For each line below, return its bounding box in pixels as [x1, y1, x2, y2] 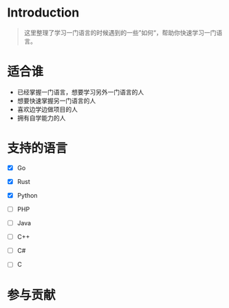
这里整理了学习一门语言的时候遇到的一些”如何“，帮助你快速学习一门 [23, 28, 217, 37]
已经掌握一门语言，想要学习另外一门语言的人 [17, 88, 144, 96]
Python [17, 191, 38, 199]
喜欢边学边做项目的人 [17, 105, 78, 113]
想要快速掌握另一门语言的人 [17, 96, 96, 105]
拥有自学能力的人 [17, 114, 66, 122]
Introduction [7, 5, 80, 21]
